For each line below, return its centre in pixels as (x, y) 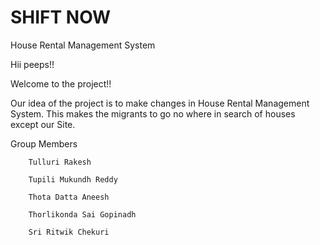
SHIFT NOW (61, 17)
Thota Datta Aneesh (69, 197)
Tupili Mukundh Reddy (73, 179)
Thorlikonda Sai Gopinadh (82, 214)
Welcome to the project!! (61, 83)
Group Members (44, 143)
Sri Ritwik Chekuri (69, 232)
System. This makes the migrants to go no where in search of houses (153, 113)
